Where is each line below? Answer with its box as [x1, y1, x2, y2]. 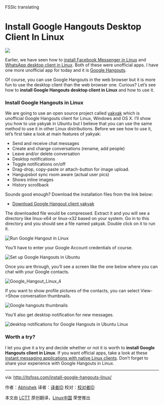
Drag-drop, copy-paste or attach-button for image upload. [12, 166, 130, 172]
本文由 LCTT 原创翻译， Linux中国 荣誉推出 [5, 395, 91, 401]
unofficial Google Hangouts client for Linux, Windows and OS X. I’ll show [5, 116, 151, 121]
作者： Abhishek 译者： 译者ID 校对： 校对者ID [5, 384, 95, 390]
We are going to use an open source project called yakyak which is [5, 110, 140, 116]
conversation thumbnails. [20, 293, 71, 299]
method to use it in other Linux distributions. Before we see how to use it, [5, 126, 152, 132]
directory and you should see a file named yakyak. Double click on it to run [5, 221, 155, 226]
